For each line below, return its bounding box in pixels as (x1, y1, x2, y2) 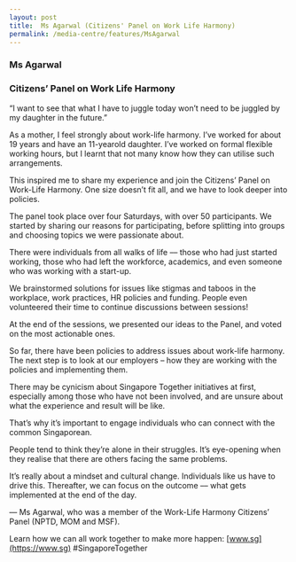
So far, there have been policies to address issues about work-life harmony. (9, 345, 285, 355)
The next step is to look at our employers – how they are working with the (9, 355, 277, 365)
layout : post (9, 12, 58, 22)
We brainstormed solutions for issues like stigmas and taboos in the (9, 283, 257, 293)
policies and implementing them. (9, 364, 129, 375)
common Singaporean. (9, 426, 93, 437)
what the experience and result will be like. (9, 400, 166, 410)
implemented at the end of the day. (9, 489, 137, 500)
